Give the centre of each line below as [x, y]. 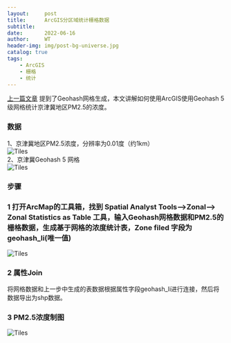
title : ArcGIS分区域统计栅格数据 [58, 20]
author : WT [29, 39]
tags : [15, 59]
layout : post [32, 14]
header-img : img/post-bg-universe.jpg [63, 46]
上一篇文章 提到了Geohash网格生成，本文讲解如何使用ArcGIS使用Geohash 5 [116, 98]
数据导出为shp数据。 [37, 298]
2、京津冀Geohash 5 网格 [44, 159]
